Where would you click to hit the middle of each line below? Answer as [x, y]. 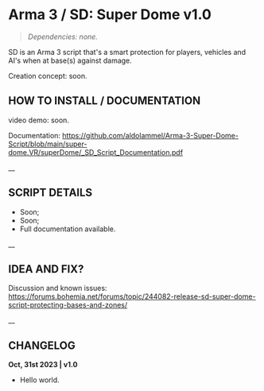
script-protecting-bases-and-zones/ [68, 305]
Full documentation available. [68, 229]
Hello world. [39, 380]
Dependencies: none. [62, 37]
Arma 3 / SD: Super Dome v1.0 [110, 15]
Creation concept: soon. [48, 75]
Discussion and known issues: [58, 288]
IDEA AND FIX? [46, 269]
